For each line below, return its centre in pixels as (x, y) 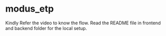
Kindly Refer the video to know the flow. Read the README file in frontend (83, 23)
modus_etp (30, 9)
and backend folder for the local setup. (46, 28)
